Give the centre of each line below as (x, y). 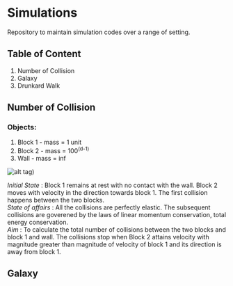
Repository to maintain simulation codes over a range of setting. (99, 32)
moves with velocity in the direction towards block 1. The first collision (107, 193)
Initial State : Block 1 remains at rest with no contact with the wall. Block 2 (112, 185)
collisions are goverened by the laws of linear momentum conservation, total (117, 215)
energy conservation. (38, 222)
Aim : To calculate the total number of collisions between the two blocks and (116, 230)
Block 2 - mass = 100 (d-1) (53, 150)
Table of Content (44, 54)
